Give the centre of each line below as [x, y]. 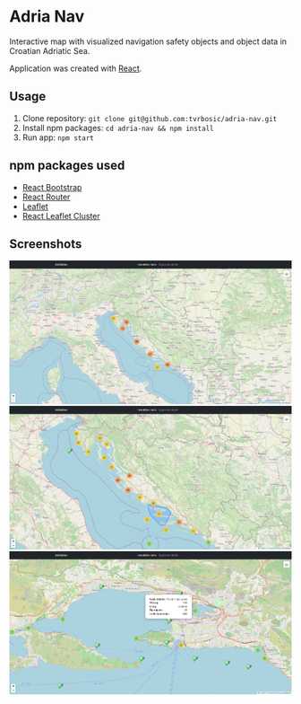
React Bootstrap [52, 187]
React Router [46, 197]
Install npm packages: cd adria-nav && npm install [118, 128]
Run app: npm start [58, 137]
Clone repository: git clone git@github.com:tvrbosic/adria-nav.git [150, 118]
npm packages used [67, 166]
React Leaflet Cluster [61, 216]
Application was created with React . [76, 68]
